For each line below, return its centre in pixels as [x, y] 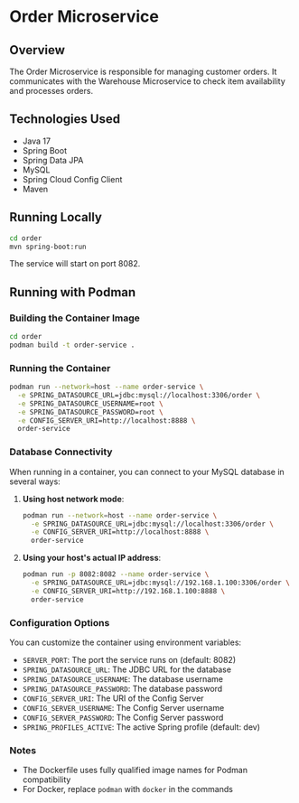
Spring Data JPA [53, 160]
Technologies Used [65, 119]
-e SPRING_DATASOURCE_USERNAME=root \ [91, 404]
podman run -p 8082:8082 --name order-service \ [116, 574]
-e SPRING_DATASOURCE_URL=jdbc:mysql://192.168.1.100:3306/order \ [161, 583]
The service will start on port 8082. [75, 264]
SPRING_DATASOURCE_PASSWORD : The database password [122, 688]
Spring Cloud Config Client [72, 179]
